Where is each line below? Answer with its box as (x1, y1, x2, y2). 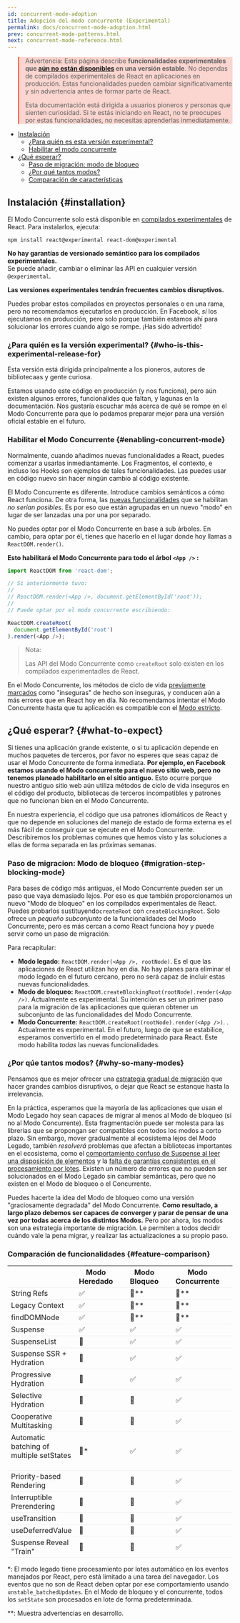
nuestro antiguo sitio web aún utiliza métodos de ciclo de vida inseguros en (7, 781, 230, 790)
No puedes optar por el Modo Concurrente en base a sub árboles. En (7, 524, 211, 533)
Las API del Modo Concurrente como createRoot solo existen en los (24, 659, 224, 668)
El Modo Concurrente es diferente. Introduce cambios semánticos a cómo (7, 487, 225, 496)
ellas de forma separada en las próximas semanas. (7, 841, 157, 849)
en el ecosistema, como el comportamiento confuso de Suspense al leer (7, 1149, 221, 1157)
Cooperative (11, 1412, 53, 1422)
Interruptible (11, 1492, 52, 1502)
